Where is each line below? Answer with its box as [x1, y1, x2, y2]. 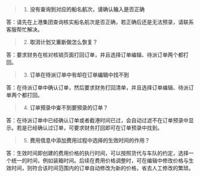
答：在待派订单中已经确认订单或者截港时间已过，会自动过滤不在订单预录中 [6, 117, 189, 124]
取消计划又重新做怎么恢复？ [29, 39, 98, 45]
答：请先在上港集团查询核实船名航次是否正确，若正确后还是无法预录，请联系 [6, 18, 194, 26]
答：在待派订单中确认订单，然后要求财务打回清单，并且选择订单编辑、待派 [6, 84, 189, 91]
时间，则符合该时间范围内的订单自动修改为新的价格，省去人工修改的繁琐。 [11, 164, 194, 172]
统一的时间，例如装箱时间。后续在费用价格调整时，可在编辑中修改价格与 [11, 157, 189, 164]
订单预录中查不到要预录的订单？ [29, 104, 108, 111]
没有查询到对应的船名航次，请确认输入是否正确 [29, 6, 145, 13]
